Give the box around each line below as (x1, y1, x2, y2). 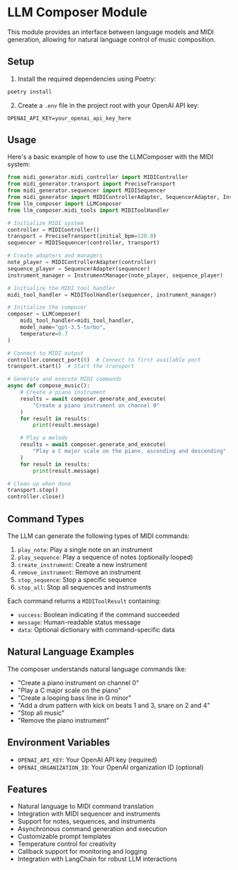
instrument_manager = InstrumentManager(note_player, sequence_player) (7, 272, 223, 279)
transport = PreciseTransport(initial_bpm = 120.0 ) (7, 233, 157, 240)
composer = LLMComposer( (7, 311, 81, 318)
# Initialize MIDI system (7, 219, 84, 227)
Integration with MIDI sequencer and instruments (17, 810, 161, 818)
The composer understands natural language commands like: (7, 665, 187, 673)
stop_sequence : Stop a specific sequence (17, 576, 137, 584)
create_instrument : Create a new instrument (17, 561, 147, 568)
